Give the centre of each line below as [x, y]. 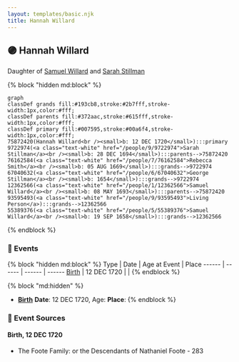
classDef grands [31, 104]
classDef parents [33, 117]
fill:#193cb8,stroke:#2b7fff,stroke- [115, 104]
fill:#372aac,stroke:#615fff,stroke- [118, 117]
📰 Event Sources [36, 318]
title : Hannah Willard [41, 21]
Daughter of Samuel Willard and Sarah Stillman [76, 71]
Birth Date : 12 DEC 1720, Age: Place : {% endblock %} [97, 299]
